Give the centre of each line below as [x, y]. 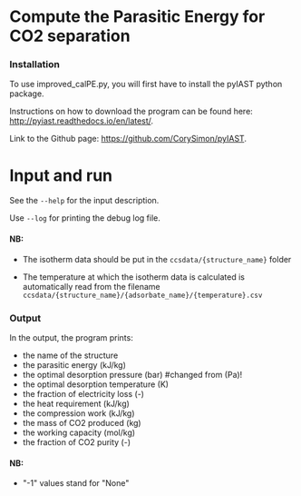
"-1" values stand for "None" [76, 483]
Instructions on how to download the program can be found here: [131, 112]
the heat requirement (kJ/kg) [76, 403]
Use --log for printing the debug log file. [85, 218]
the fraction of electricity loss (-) [83, 393]
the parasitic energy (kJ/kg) [74, 364]
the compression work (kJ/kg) [78, 413]
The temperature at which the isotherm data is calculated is [133, 277]
